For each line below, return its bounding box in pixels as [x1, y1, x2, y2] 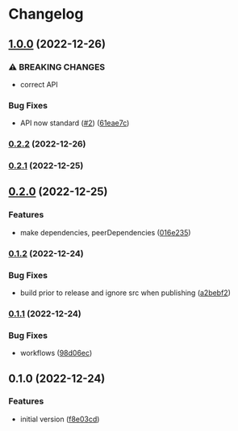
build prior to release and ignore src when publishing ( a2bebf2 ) [19, 288, 232, 298]
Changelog [8, 5, 84, 23]
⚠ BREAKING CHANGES [8, 61, 106, 73]
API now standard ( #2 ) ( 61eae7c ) [19, 118, 130, 128]
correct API [19, 79, 58, 89]
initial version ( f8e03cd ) [19, 414, 100, 424]
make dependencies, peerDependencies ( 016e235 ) [19, 227, 191, 237]
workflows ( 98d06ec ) [19, 349, 93, 358]
